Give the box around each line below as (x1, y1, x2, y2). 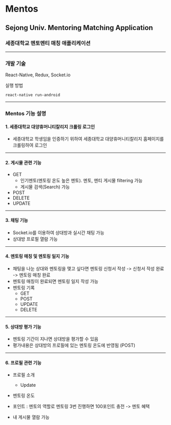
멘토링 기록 (12, 285, 35, 291)
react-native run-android (5, 93, 60, 98)
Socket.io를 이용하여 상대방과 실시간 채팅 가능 (12, 230, 104, 236)
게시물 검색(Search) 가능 (20, 184, 70, 190)
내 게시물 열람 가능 (12, 414, 50, 420)
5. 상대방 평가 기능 (5, 324, 42, 330)
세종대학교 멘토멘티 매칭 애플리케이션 (5, 39, 91, 46)
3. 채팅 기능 (5, 217, 28, 223)
